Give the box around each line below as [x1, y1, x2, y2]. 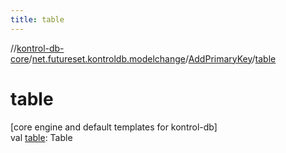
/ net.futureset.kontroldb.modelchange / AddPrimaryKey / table [28, 52, 277, 65]
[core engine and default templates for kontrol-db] [10, 121, 218, 133]
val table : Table [10, 131, 73, 143]
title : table [10, 14, 65, 25]
